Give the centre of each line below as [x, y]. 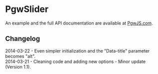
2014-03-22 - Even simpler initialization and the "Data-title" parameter [78, 50]
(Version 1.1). [18, 66]
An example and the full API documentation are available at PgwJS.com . [79, 23]
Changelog [23, 39]
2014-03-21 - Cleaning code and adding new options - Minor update [76, 61]
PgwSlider [27, 9]
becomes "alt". [20, 56]
